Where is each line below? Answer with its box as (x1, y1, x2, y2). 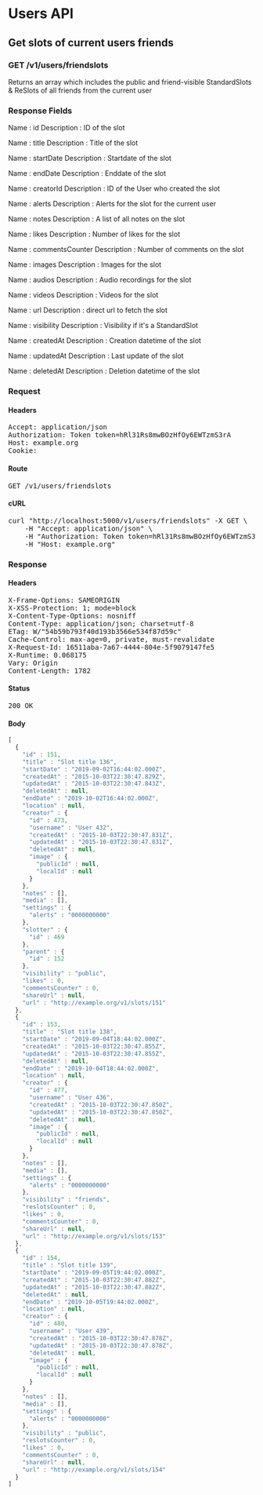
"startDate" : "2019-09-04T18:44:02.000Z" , (22, 1035, 167, 1044)
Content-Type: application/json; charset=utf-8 (8, 619, 194, 628)
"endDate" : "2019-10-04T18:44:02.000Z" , (22, 1064, 159, 1072)
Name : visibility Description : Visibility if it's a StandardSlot (8, 321, 198, 330)
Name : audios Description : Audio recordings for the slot (8, 275, 192, 285)
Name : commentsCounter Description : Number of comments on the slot (8, 245, 244, 254)
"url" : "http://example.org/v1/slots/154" (22, 1465, 167, 1474)
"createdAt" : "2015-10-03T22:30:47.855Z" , (22, 1042, 167, 1050)
